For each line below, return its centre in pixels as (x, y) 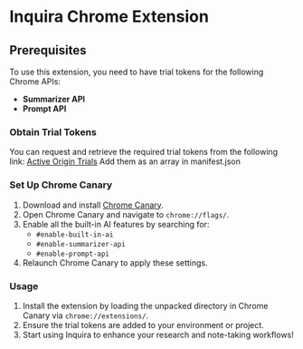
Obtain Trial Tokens (53, 131)
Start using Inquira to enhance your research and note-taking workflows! (158, 334)
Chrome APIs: (35, 82)
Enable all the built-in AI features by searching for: (116, 224)
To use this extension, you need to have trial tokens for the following (137, 72)
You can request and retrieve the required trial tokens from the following (144, 152)
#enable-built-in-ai (75, 234)
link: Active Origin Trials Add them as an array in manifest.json (125, 161)
